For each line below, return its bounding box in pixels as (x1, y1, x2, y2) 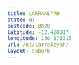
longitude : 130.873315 (7, 35, 72, 42)
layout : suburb (7, 48, 51, 55)
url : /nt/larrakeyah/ (7, 41, 69, 48)
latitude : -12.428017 (7, 28, 69, 36)
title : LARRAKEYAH (7, 9, 60, 17)
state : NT (7, 16, 36, 23)
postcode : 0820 (7, 22, 51, 29)
